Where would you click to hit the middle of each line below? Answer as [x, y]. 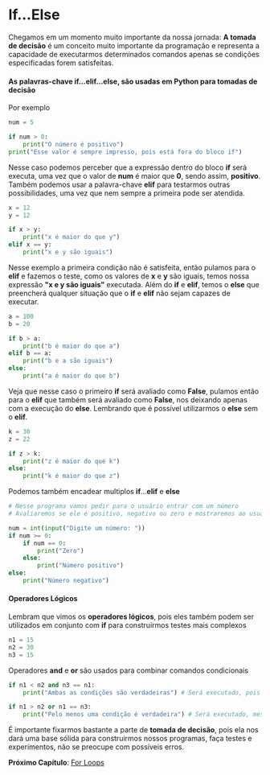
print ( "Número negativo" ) [66, 581]
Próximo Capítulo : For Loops [56, 763]
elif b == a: [30, 353]
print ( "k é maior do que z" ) [72, 476]
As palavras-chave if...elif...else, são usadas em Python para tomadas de [133, 81]
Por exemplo [29, 108]
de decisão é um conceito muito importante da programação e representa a [134, 45]
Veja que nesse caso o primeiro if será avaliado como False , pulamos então [134, 391]
